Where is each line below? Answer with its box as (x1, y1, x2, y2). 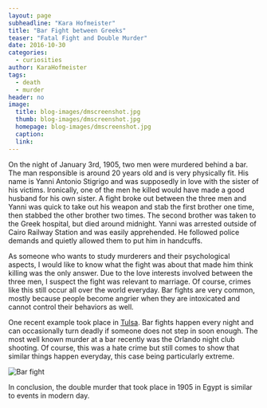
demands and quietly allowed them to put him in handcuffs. (8, 236, 203, 245)
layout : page (8, 11, 52, 20)
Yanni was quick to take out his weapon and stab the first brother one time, (8, 202, 255, 211)
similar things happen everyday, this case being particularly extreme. (8, 351, 235, 361)
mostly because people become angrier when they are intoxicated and (8, 293, 241, 303)
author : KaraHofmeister (8, 64, 88, 72)
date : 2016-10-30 (8, 41, 66, 49)
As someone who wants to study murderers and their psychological (8, 251, 230, 261)
